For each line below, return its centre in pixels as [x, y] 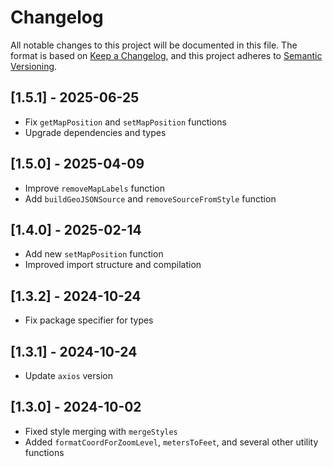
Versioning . [34, 66]
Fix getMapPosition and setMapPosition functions [125, 122]
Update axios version [68, 375]
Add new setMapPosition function [94, 254]
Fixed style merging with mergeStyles [101, 431]
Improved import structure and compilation [113, 265]
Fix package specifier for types [89, 320]
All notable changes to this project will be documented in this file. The [154, 45]
